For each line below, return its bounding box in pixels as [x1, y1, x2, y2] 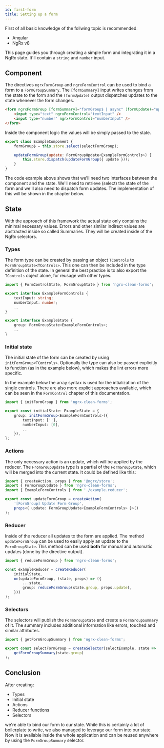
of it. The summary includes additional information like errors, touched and [5, 622, 155, 628]
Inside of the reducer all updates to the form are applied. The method [5, 533, 144, 539]
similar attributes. [5, 628, 40, 634]
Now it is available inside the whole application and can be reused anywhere [5, 732, 159, 738]
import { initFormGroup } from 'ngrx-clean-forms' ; [5, 400, 112, 405]
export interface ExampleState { [5, 318, 73, 323]
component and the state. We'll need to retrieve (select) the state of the [5, 180, 149, 187]
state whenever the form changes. [5, 98, 74, 104]
